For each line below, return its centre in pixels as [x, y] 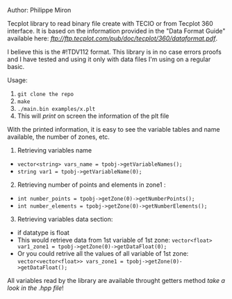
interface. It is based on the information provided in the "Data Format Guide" [116, 31]
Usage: [17, 80]
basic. [16, 67]
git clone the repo [45, 94]
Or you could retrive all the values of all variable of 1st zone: [103, 253]
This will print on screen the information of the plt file [93, 116]
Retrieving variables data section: [65, 219]
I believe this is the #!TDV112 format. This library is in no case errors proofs [115, 52]
